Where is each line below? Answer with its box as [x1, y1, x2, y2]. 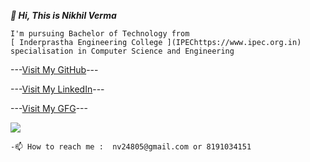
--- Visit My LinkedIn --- [10, 83, 105, 95]
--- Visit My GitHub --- [10, 64, 99, 75]
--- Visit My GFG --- [10, 103, 88, 114]
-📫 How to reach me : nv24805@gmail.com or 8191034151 [10, 142, 252, 152]
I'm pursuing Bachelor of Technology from [10, 29, 190, 39]
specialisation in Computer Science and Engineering [10, 46, 235, 56]
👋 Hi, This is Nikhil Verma [10, 10, 117, 21]
